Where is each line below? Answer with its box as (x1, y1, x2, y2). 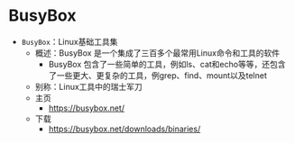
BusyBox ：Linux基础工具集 (21, 36, 118, 47)
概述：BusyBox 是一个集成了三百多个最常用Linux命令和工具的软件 (34, 47, 281, 58)
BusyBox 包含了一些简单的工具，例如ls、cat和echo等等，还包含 (48, 58, 286, 69)
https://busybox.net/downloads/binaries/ (48, 123, 201, 134)
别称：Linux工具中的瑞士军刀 (34, 81, 143, 92)
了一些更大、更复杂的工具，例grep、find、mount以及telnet (48, 69, 267, 81)
